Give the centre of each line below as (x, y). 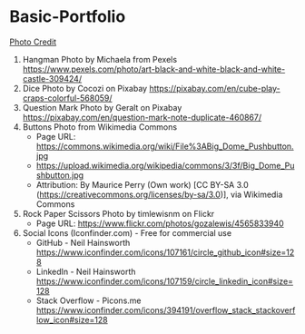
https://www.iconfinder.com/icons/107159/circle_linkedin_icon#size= (164, 281)
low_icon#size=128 (72, 319)
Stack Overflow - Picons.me (89, 300)
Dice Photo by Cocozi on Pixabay (85, 88)
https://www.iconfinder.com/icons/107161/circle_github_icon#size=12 (165, 252)
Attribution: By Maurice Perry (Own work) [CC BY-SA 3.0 (143, 184)
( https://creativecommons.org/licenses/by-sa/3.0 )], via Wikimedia (159, 194)
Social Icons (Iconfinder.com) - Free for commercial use (127, 232)
